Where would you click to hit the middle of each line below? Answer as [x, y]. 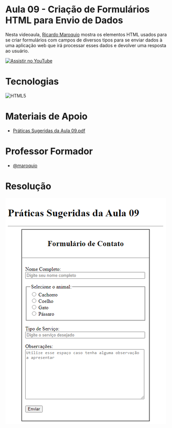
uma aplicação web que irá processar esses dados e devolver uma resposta [86, 45]
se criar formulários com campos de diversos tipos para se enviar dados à [84, 40]
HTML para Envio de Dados [64, 20]
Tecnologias [32, 82]
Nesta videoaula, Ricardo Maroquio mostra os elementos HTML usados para [86, 34]
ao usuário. [17, 51]
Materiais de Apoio [46, 117]
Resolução [28, 186]
